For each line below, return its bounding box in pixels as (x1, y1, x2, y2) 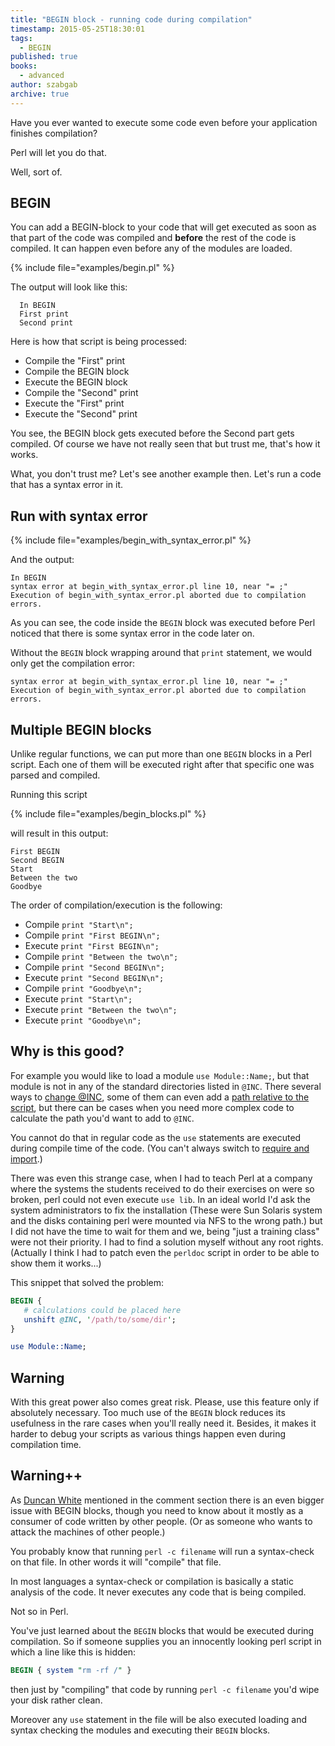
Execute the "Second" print (24, 408, 138, 420)
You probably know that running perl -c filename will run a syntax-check (10, 1545, 315, 1557)
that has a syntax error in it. (10, 479, 124, 491)
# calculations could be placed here (23, 1305, 182, 1315)
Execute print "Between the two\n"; (24, 1004, 178, 1016)
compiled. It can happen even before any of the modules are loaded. (10, 242, 293, 255)
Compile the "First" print (24, 355, 126, 367)
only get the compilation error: (10, 657, 135, 670)
